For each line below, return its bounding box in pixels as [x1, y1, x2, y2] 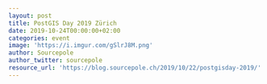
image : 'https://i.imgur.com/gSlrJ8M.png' [8, 42, 153, 50]
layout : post [8, 11, 52, 20]
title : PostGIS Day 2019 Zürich [8, 19, 117, 27]
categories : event [8, 34, 70, 42]
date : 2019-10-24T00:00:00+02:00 [8, 26, 121, 34]
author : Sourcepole [8, 49, 74, 57]
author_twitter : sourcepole [8, 57, 103, 65]
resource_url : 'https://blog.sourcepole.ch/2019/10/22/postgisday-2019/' [8, 64, 262, 72]
